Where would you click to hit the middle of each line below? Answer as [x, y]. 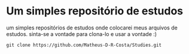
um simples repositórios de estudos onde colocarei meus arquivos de [92, 28]
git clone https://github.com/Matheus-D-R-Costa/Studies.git [84, 45]
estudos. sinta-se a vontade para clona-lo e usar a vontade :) [82, 34]
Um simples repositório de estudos [95, 11]
